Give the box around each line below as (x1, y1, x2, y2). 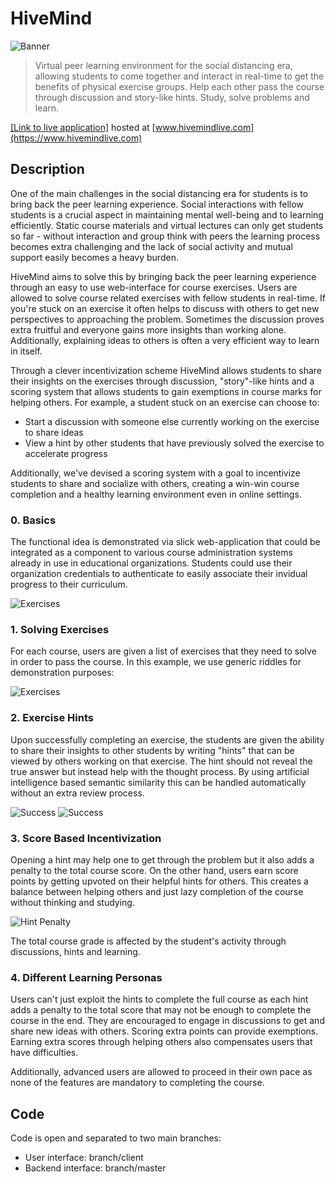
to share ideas (24, 426, 84, 438)
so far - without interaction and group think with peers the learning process (10, 230, 321, 242)
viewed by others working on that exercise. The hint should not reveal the (10, 755, 313, 767)
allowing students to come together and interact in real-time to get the (34, 70, 325, 82)
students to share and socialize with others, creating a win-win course (10, 477, 300, 489)
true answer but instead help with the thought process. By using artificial (10, 765, 310, 777)
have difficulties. (10, 1047, 79, 1059)
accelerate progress (24, 447, 108, 459)
